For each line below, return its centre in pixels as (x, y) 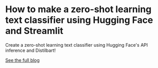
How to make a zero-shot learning (78, 9)
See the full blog (22, 60)
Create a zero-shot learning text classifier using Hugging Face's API (77, 45)
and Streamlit (34, 31)
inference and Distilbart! (31, 50)
